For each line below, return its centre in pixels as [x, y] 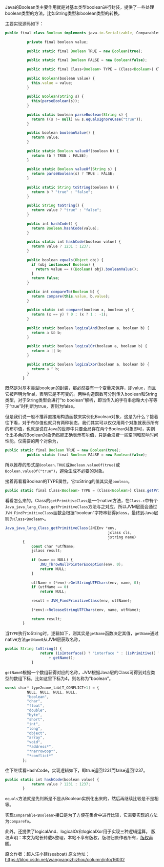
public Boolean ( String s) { [55, 97]
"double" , [37, 710]
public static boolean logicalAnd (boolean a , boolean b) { [88, 328]
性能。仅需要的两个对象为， [33, 441]
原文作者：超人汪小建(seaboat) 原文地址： [48, 854]
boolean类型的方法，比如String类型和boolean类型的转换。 [64, 13]
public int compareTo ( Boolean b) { [63, 292]
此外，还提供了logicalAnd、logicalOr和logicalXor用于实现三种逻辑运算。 [78, 831]
